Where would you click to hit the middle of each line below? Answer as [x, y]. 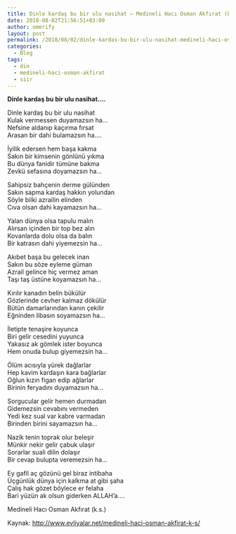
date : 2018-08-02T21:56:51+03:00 [56, 20]
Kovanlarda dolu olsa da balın [50, 236]
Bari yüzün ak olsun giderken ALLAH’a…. [66, 496]
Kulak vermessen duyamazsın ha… [58, 120]
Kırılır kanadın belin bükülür [47, 293]
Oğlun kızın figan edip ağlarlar [51, 380]
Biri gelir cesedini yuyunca [46, 337]
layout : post [26, 33]
